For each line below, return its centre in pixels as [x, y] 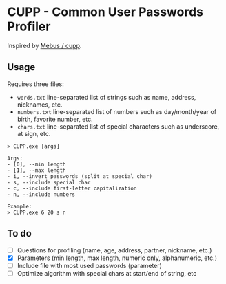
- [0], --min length [37, 164]
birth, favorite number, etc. [55, 119]
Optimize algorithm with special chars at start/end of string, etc [107, 273]
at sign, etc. [34, 133]
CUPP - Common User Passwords [105, 12]
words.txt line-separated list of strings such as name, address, [106, 97]
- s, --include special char [49, 182]
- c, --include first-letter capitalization [72, 188]
